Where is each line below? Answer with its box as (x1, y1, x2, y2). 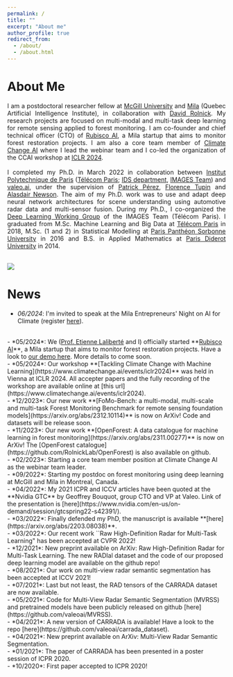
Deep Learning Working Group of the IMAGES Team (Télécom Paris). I (7, 212, 226, 221)
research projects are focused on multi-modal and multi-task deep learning (7, 116, 226, 125)
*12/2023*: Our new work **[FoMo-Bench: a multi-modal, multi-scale (11, 396, 214, 404)
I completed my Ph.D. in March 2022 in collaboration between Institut (7, 168, 226, 176)
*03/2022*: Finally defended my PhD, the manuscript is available (11, 514, 199, 522)
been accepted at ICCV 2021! (7, 573, 92, 581)
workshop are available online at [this (7, 382, 114, 390)
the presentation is (7, 499, 61, 508)
